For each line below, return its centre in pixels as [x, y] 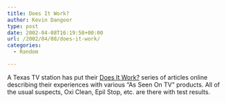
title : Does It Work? [38, 13]
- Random [26, 52]
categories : [24, 45]
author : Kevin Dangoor [40, 20]
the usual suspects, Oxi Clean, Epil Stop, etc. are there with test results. [109, 92]
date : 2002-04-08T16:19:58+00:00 [55, 33]
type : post [23, 26]
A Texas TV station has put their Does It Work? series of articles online [107, 77]
